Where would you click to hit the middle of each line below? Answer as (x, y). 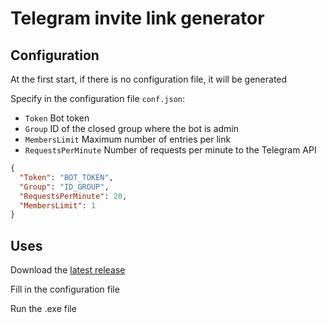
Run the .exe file (43, 309)
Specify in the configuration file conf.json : (98, 98)
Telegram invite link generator (137, 18)
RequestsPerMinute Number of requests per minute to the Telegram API (170, 150)
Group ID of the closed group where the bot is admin (132, 128)
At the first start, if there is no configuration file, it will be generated (149, 79)
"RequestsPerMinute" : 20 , (73, 196)
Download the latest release (68, 270)
